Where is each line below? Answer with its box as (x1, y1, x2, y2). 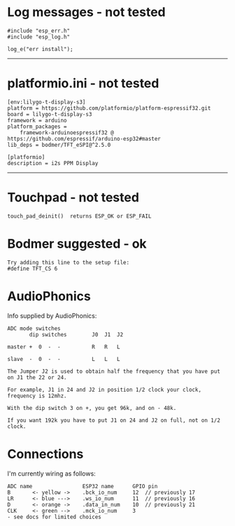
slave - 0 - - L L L (7, 355, 120, 362)
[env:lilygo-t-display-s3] (7, 99, 86, 106)
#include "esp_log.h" (7, 33, 71, 41)
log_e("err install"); (7, 45, 73, 52)
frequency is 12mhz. (7, 392, 68, 399)
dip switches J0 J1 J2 (29, 331, 124, 338)
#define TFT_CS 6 (7, 265, 58, 272)
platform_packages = (7, 123, 68, 130)
